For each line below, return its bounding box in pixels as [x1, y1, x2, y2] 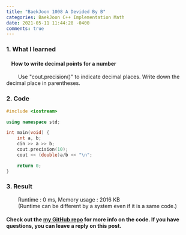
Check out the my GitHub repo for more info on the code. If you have [6, 216, 180, 223]
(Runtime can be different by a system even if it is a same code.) [17, 202, 177, 209]
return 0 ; [17, 163, 42, 169]
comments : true [6, 25, 44, 32]
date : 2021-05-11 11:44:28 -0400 [6, 20, 90, 26]
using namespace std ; [6, 119, 61, 125]
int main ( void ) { [6, 130, 50, 136]
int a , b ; [17, 135, 42, 141]
